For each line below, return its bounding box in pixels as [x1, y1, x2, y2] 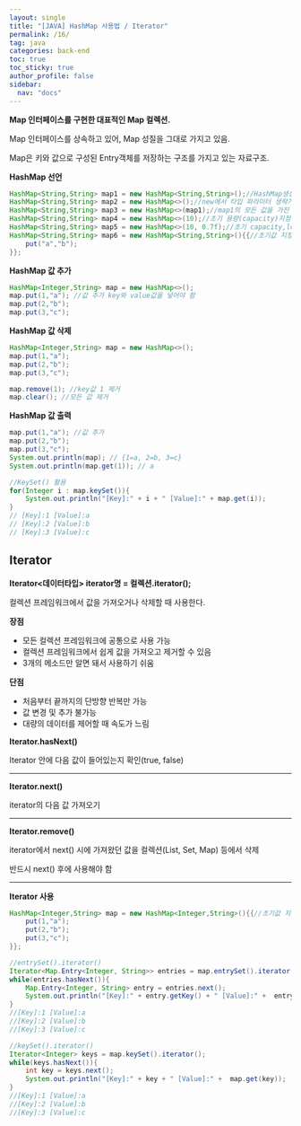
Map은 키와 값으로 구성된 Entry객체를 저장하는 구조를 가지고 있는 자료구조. [9, 152, 270, 163]
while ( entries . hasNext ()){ [9, 975, 110, 984]
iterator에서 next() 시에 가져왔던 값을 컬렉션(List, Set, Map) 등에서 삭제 [9, 844, 260, 855]
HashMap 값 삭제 [9, 325, 72, 336]
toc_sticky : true [9, 64, 74, 73]
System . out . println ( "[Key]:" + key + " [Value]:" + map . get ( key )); [25, 1075, 287, 1084]
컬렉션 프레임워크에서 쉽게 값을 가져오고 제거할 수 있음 [21, 646, 212, 656]
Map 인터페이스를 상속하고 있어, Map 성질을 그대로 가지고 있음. [9, 133, 230, 144]
